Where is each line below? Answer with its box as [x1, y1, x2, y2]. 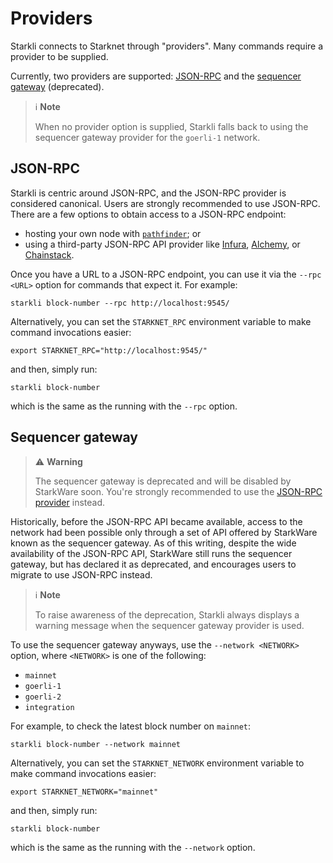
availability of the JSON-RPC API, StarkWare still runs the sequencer [10, 547, 293, 559]
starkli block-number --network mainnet [10, 739, 182, 749]
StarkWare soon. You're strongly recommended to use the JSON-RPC [34, 485, 323, 497]
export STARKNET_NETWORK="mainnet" [10, 787, 159, 797]
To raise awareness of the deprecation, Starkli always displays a [34, 608, 300, 621]
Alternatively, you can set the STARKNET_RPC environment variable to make [10, 315, 312, 327]
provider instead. [34, 496, 105, 508]
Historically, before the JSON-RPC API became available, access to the [10, 515, 303, 527]
